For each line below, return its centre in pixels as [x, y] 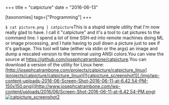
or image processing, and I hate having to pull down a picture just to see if [83, 43]
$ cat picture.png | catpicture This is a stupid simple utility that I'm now [82, 27]
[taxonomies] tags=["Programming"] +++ [48, 17]
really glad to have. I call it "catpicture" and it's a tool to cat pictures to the [83, 32]
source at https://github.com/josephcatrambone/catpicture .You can [76, 59]
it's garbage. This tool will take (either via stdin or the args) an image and [82, 48]
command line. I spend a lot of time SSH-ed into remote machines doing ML [84, 38]
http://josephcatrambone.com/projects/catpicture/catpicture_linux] [77, 70]
